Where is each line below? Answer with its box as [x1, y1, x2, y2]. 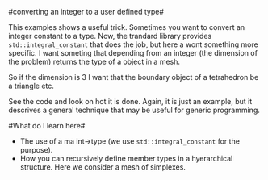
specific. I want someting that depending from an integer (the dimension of [8, 48, 258, 57]
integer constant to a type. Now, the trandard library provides [8, 31, 212, 40]
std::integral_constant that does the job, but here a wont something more [8, 40, 258, 49]
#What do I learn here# [8, 121, 86, 130]
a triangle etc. [8, 81, 55, 90]
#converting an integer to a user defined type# [8, 7, 164, 16]
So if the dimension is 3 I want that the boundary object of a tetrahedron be [8, 73, 259, 82]
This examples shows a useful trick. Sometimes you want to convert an [8, 23, 245, 31]
